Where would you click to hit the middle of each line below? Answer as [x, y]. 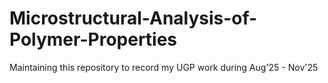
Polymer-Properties [93, 39]
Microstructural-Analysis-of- [133, 18]
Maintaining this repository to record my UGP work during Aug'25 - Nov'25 [164, 67]
